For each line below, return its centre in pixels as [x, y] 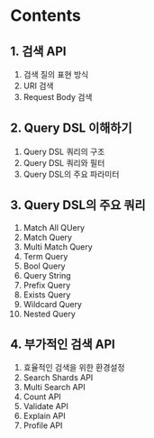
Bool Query [44, 266]
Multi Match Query [58, 246]
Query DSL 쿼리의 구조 [64, 151]
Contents [46, 16]
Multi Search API [54, 388]
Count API [42, 397]
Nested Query [49, 314]
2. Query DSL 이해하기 [72, 128]
